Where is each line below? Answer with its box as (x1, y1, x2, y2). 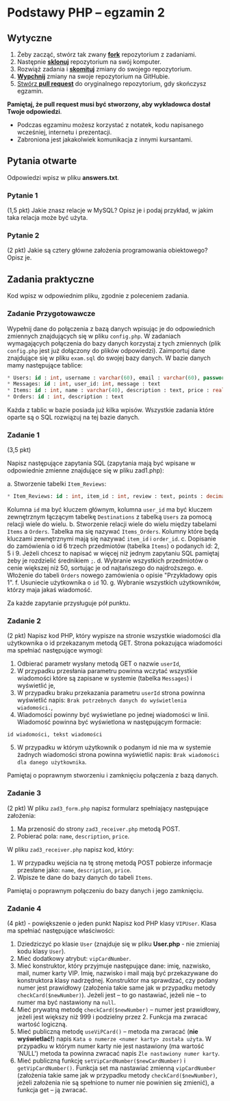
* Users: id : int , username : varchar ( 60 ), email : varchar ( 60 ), (7, 374, 201, 381)
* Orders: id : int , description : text (7, 394, 125, 400)
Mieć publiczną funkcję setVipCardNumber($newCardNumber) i (16, 1056, 186, 1065)
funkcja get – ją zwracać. (16, 1086, 88, 1094)
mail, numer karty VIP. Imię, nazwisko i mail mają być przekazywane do (16, 969, 218, 977)
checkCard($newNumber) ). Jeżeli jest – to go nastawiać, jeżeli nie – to (16, 991, 207, 999)
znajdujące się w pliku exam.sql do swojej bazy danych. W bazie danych (7, 354, 211, 362)
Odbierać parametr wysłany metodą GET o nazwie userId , (16, 659, 181, 668)
